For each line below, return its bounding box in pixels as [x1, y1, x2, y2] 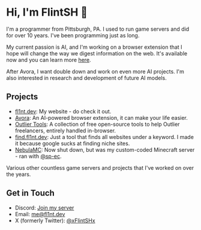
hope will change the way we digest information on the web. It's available [6, 49, 188, 57]
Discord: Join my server [14, 204, 74, 211]
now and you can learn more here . [6, 56, 91, 63]
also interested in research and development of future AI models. [6, 74, 167, 81]
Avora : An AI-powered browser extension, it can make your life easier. [14, 114, 188, 121]
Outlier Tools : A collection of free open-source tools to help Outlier [14, 120, 180, 128]
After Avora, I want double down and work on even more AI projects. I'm [6, 67, 185, 75]
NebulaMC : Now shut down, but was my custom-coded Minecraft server [14, 146, 195, 153]
